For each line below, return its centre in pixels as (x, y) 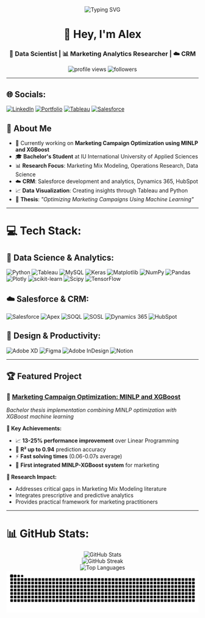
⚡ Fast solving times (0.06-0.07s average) (69, 456)
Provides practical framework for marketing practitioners (86, 502)
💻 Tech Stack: (44, 231)
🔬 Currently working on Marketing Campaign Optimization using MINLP (106, 143)
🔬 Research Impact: (31, 477)
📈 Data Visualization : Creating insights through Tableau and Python (101, 191)
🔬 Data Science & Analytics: (60, 257)
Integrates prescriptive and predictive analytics (74, 496)
